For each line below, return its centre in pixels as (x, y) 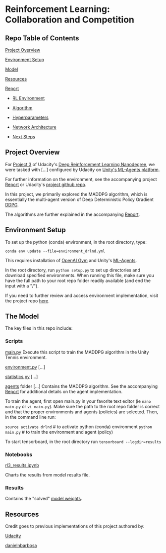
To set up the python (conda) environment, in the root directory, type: (76, 242)
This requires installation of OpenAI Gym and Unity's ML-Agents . (71, 260)
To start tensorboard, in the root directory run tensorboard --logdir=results (83, 442)
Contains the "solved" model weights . (44, 499)
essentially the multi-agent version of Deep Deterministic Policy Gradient (79, 199)
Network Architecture (34, 127)
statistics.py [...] (22, 376)
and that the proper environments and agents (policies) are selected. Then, (82, 412)
